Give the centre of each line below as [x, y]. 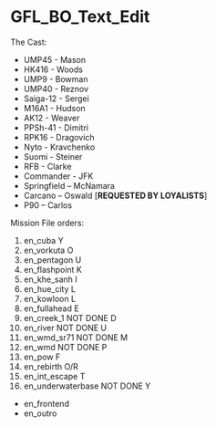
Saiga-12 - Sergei [56, 99]
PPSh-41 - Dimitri [56, 127]
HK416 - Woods [53, 69]
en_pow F [42, 357]
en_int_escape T [54, 376]
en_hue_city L [50, 288]
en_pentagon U [52, 260]
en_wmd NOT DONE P [65, 347]
